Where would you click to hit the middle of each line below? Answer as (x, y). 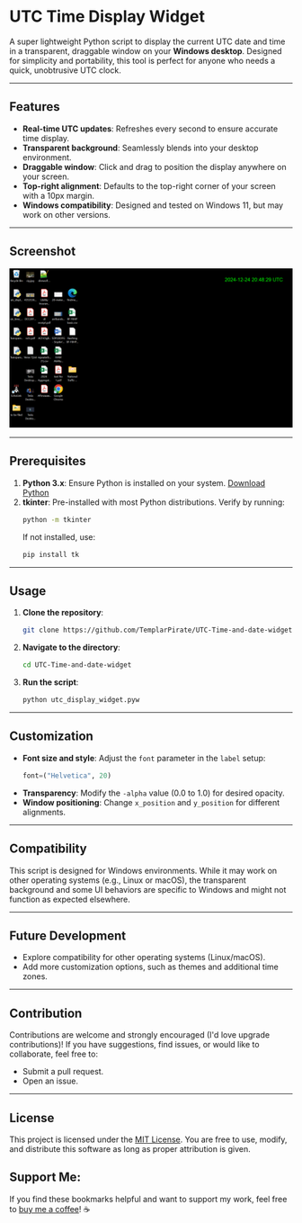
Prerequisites (48, 461)
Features (35, 107)
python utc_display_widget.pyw (81, 700)
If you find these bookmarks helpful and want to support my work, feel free (148, 1199)
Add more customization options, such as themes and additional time (150, 967)
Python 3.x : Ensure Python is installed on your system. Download (144, 482)
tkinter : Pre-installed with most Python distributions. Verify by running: (153, 502)
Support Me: (45, 1178)
